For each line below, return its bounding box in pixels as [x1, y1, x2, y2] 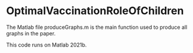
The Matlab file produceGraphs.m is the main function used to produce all [6, 24, 188, 31]
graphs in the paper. [6, 29, 56, 37]
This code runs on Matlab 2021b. [6, 41, 87, 48]
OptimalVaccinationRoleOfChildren [6, 4, 184, 18]
